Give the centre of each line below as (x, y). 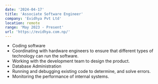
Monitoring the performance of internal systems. (60, 76)
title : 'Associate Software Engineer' (44, 14)
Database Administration (37, 66)
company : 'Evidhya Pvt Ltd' (33, 18)
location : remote (23, 23)
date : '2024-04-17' (25, 9)
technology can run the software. (45, 56)
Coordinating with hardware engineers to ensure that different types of (83, 51)
